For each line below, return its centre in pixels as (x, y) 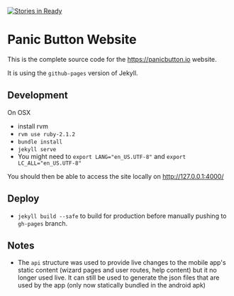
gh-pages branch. (43, 223)
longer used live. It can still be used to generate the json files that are (118, 278)
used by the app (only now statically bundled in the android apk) (111, 285)
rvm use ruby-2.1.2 (46, 134)
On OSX (19, 112)
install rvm (33, 126)
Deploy (23, 199)
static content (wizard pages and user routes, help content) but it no (117, 270)
